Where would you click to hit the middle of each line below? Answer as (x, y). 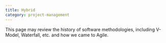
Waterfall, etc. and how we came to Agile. (65, 35)
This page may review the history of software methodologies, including (80, 29)
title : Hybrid (20, 10)
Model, (13, 35)
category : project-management (38, 15)
